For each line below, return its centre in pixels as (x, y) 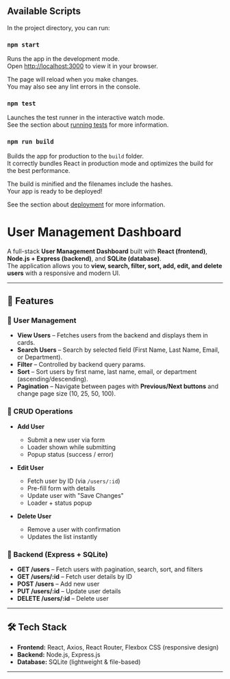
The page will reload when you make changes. (73, 80)
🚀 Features (30, 301)
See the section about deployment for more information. (86, 204)
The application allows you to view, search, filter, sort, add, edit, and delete (115, 265)
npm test (22, 104)
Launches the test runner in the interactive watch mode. (86, 118)
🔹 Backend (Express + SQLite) (57, 554)
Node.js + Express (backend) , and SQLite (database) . (85, 258)
